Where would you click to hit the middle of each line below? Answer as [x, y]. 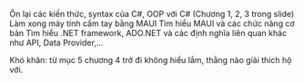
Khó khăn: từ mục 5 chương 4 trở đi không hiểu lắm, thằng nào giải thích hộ [151, 60]
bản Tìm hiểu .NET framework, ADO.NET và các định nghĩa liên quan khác [148, 33]
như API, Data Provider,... [56, 42]
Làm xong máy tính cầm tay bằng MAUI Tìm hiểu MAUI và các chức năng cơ [152, 23]
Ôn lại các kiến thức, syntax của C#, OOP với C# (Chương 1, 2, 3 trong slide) [152, 14]
